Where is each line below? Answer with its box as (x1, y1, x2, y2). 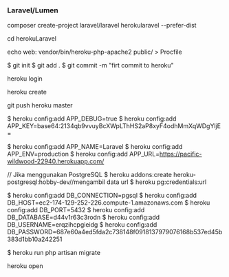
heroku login (7, 74, 43, 83)
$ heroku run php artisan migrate (7, 249, 101, 257)
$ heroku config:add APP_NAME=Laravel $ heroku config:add (7, 143, 183, 151)
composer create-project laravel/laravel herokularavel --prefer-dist (7, 21, 197, 30)
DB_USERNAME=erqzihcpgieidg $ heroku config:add (7, 220, 157, 229)
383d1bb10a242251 (7, 235, 63, 243)
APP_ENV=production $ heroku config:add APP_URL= (7, 150, 160, 158)
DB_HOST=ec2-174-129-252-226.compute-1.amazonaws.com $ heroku (7, 198, 210, 207)
